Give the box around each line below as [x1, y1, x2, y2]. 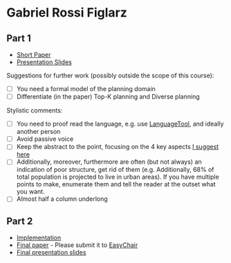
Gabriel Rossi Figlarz [6, 5, 127, 21]
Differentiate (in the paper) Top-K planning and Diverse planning [16, 92, 200, 101]
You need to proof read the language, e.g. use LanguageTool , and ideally [16, 119, 224, 128]
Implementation [16, 233, 62, 242]
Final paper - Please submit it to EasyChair [16, 241, 138, 249]
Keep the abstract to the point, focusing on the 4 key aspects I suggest [16, 143, 219, 151]
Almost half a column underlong [16, 195, 108, 203]
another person [16, 128, 61, 136]
